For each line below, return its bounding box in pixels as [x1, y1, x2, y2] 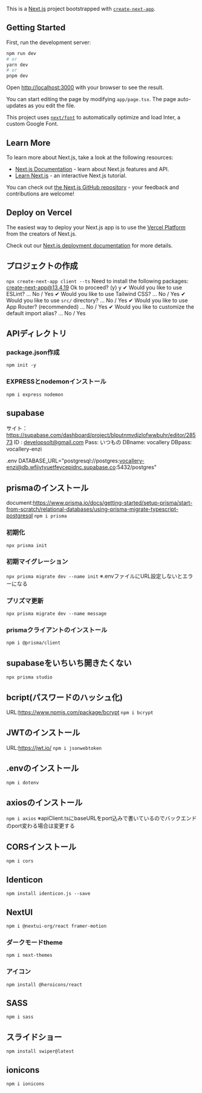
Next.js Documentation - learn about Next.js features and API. [15, 166, 169, 172]
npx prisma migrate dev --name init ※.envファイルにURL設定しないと [6, 572, 183, 580]
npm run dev [6, 50, 36, 56]
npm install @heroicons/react [6, 982, 83, 988]
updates [6, 102, 27, 110]
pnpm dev [6, 73, 28, 79]
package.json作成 [6, 348, 60, 356]
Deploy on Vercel [6, 208, 73, 218]
